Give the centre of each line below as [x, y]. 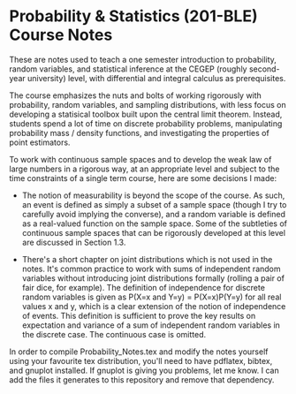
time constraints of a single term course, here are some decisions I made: [143, 178]
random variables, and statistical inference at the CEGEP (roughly [128, 69]
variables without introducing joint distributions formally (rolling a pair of [153, 278]
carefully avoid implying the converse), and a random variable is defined [153, 214]
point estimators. [40, 142]
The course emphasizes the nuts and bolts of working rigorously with [136, 95]
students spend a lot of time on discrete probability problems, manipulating [146, 123]
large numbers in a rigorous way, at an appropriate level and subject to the [144, 169]
